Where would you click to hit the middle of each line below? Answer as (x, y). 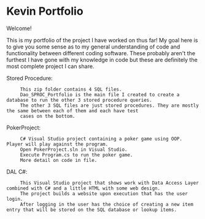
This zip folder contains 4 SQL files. (71, 89)
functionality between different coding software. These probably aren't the (101, 53)
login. (15, 199)
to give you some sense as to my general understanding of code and (93, 47)
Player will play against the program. (57, 144)
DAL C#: (17, 171)
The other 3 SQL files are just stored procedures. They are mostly (110, 106)
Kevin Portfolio (45, 11)
